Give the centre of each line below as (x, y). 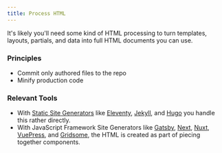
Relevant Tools (32, 98)
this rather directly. (44, 120)
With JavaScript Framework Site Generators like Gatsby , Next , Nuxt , (113, 128)
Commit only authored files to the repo (72, 73)
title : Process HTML (37, 13)
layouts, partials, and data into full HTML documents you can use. (100, 40)
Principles (24, 58)
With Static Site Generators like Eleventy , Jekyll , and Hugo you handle (116, 113)
